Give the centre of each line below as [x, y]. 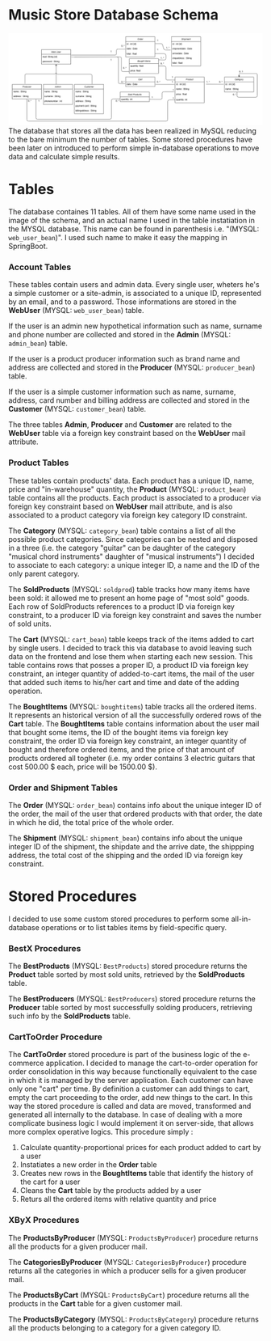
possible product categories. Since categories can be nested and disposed [133, 539]
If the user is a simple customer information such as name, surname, [122, 392]
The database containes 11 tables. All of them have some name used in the [132, 211]
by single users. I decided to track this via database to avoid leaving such [130, 648]
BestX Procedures [45, 948]
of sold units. [30, 624]
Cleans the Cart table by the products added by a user [110, 1191]
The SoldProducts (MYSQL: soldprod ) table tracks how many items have [129, 589]
